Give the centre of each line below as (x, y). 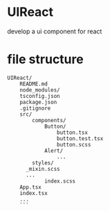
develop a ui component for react (55, 31)
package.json (38, 102)
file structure (46, 59)
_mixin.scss (43, 169)
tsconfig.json (40, 96)
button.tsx (72, 133)
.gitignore (35, 108)
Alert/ (54, 151)
